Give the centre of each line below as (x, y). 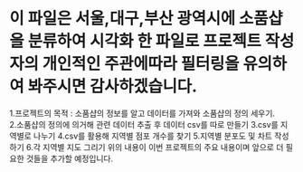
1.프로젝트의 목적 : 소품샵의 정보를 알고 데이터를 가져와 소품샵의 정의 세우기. (142, 113)
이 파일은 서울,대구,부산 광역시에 (123, 19)
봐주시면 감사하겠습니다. (112, 86)
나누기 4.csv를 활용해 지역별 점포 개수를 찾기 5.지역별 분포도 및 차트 (153, 136)
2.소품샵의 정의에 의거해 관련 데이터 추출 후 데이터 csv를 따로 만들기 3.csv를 (144, 124)
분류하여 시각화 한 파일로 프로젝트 (145, 41)
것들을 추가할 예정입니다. (70, 158)
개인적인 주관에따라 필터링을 (141, 64)
